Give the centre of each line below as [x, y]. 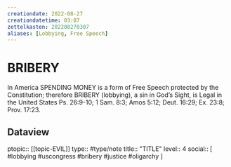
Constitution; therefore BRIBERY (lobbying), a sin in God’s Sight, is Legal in [115, 95]
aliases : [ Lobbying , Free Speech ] [58, 33]
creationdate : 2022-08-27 [45, 14]
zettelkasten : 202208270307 [48, 27]
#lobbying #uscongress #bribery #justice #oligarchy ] [85, 156]
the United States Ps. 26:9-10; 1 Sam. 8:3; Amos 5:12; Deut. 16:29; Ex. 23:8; [116, 102]
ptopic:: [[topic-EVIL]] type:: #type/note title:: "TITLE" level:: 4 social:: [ [110, 149]
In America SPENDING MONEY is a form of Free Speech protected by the [113, 88]
